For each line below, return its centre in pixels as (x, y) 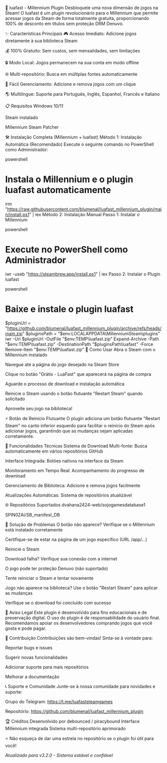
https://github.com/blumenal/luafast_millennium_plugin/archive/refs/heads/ (84, 328)
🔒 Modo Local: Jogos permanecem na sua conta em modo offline (72, 63)
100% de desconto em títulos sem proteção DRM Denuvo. (64, 23)
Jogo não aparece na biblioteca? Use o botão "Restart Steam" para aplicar (82, 588)
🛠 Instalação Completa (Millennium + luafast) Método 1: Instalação (74, 137)
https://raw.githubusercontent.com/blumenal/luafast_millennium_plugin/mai (84, 209)
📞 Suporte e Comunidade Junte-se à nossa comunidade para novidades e (80, 686)
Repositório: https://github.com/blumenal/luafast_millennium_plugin (74, 711)
